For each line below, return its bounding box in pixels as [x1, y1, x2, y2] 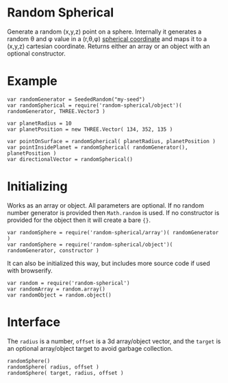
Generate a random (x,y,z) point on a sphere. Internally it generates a [7, 27, 202, 36]
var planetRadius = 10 [7, 120, 72, 127]
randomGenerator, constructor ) [7, 247, 99, 254]
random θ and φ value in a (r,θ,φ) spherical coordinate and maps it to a [7, 34, 207, 42]
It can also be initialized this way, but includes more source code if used [7, 259, 210, 267]
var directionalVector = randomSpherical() [7, 156, 134, 162]
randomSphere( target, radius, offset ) [7, 369, 125, 376]
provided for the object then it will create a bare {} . [7, 216, 151, 224]
